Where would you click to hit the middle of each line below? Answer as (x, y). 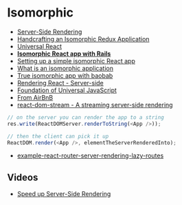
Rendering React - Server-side (60, 83)
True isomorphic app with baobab (65, 75)
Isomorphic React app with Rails (64, 54)
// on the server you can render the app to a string (86, 117)
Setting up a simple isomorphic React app (76, 61)
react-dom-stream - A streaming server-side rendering (95, 105)
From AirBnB (35, 97)
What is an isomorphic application (65, 68)
